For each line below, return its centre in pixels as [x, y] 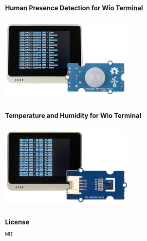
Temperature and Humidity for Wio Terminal [73, 115]
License [17, 222]
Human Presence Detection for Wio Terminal [74, 8]
